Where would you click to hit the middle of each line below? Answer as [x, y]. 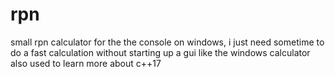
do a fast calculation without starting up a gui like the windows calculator [160, 52]
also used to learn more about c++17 [86, 63]
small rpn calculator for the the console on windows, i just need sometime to [167, 42]
